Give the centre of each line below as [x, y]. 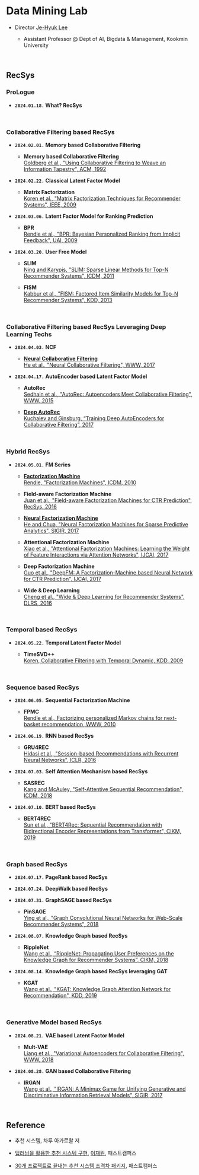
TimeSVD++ [39, 654]
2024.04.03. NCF [36, 347]
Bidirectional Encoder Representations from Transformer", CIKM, [102, 831]
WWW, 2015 [38, 401]
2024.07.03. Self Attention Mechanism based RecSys [81, 771]
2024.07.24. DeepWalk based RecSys [61, 889]
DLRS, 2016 [38, 603]
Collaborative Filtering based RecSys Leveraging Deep [86, 326]
